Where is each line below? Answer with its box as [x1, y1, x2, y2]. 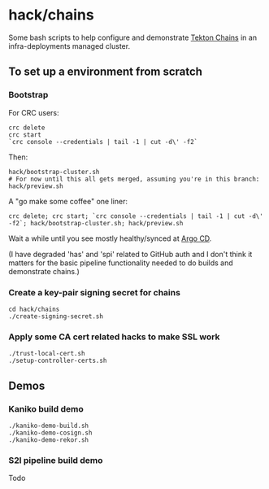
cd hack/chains [8, 305, 60, 313]
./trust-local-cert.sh [8, 350, 85, 358]
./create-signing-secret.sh [8, 312, 104, 321]
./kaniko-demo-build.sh [8, 421, 89, 430]
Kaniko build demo [8, 403, 84, 414]
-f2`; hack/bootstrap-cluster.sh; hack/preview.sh [8, 219, 184, 227]
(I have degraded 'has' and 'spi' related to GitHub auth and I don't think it [8, 249, 253, 259]
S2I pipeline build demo [8, 454, 103, 465]
